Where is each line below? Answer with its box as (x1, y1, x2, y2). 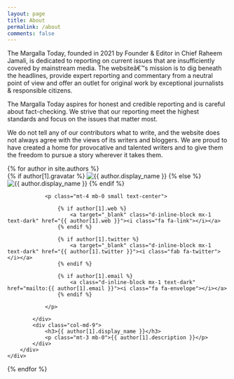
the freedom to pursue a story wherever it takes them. (7, 151, 163, 159)
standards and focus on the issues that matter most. (7, 115, 158, 124)
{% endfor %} (7, 365, 48, 373)
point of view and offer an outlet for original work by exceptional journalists (7, 79, 224, 88)
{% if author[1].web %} (57, 205, 128, 213)
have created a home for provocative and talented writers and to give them (7, 143, 223, 152)
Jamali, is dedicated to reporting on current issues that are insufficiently (7, 57, 215, 65)
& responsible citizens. (7, 86, 73, 95)
